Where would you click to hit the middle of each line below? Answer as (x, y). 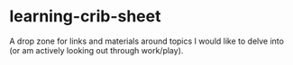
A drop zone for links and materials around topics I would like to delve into (146, 41)
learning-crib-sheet (85, 16)
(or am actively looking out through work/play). (96, 50)
